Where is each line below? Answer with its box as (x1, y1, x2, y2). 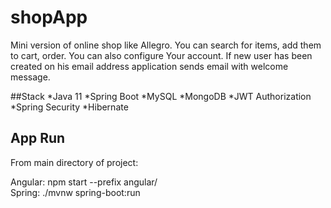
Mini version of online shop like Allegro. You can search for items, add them (10, 39, 322, 51)
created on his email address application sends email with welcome (10, 60, 289, 72)
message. (10, 71, 51, 83)
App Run (10, 130, 66, 147)
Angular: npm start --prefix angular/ (10, 176, 158, 188)
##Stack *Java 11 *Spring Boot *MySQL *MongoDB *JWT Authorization (10, 90, 312, 102)
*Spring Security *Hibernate (10, 101, 129, 113)
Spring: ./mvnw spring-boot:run (10, 186, 141, 198)
